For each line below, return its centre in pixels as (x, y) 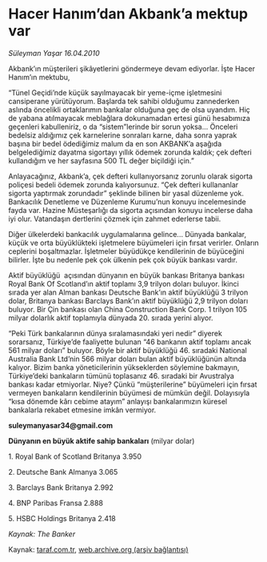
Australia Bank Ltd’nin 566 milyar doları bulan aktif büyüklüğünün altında (127, 359)
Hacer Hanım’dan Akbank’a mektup (128, 14)
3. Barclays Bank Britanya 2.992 (61, 487)
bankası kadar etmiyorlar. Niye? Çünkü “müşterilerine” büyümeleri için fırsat (133, 384)
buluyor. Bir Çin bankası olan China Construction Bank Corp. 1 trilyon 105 (128, 309)
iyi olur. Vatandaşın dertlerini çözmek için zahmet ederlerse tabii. (115, 219)
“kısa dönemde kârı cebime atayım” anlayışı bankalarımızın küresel (118, 401)
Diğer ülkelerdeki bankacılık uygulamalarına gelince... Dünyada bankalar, (127, 234)
